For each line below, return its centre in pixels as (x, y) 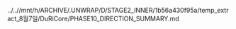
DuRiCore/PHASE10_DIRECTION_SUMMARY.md (109, 18)
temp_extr (214, 10)
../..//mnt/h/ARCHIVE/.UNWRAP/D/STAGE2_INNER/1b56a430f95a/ (103, 10)
